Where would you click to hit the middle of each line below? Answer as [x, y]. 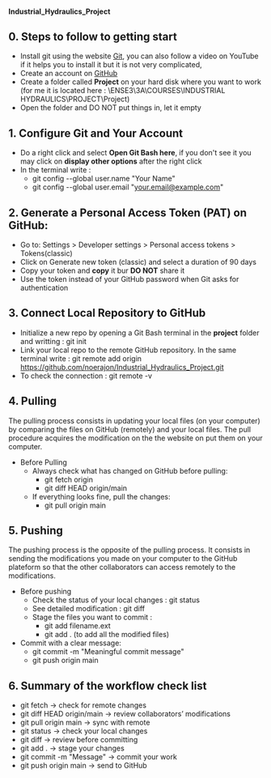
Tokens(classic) [46, 253]
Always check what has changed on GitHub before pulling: [130, 470]
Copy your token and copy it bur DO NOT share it [102, 270]
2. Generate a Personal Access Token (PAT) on [127, 213]
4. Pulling [32, 401]
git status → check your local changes [84, 731]
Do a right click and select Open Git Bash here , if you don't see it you [136, 153]
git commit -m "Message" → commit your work [99, 757]
